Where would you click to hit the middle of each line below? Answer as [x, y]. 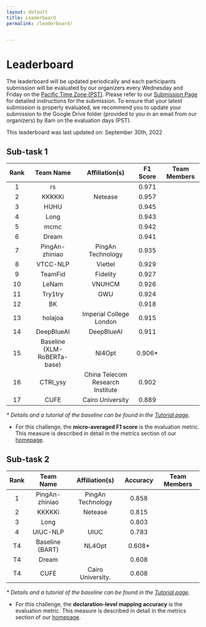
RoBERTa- [53, 357]
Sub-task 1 [27, 152]
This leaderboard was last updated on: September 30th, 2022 [84, 132]
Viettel [106, 264]
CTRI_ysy [53, 382]
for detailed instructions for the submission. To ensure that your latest [94, 101]
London [106, 322]
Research [105, 382]
